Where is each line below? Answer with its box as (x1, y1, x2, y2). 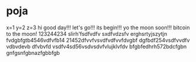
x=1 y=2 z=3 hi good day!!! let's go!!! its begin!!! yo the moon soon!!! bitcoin (6, 24, 190, 31)
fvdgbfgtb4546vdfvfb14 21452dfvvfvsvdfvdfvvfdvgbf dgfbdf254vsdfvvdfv (6, 36, 190, 44)
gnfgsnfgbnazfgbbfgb (6, 49, 61, 56)
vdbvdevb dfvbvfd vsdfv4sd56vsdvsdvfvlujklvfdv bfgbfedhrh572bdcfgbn (6, 43, 187, 50)
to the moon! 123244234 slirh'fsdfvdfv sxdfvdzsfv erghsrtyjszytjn (6, 30, 167, 37)
